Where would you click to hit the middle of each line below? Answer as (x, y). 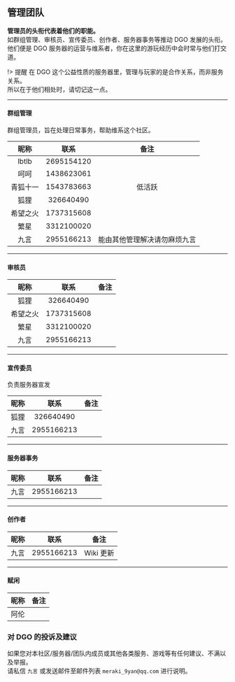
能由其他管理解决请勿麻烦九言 (147, 240)
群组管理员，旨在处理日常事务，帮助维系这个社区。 (81, 130)
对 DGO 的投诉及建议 (42, 637)
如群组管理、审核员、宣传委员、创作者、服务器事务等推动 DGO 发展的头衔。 (117, 39)
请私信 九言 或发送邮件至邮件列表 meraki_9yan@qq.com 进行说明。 (99, 671)
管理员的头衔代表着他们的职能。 (53, 31)
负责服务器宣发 (29, 385)
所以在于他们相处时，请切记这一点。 (59, 89)
